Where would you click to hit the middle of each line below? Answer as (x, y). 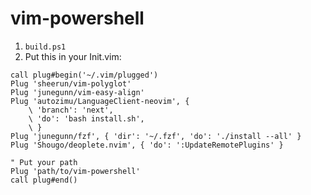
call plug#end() (44, 180)
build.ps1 (45, 47)
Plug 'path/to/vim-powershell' (75, 171)
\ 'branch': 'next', (71, 110)
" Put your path (44, 162)
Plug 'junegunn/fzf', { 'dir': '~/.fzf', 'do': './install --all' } (156, 136)
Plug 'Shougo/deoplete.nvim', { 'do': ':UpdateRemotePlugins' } (147, 145)
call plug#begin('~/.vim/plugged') (84, 75)
